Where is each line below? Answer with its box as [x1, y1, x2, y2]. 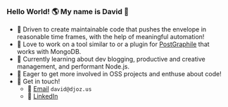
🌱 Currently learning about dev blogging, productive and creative [16, 55, 205, 64]
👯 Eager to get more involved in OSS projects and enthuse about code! [16, 70, 222, 78]
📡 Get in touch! [16, 77, 61, 86]
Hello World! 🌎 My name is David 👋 [6, 6, 129, 16]
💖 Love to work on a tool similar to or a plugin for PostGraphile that [16, 40, 210, 48]
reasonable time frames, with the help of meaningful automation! [16, 33, 205, 41]
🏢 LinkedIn [27, 92, 58, 101]
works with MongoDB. [16, 48, 82, 56]
